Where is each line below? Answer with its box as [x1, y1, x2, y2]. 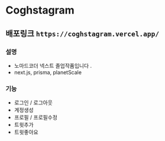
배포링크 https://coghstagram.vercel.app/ [5, 28, 160, 38]
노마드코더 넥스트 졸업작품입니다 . [14, 62, 92, 69]
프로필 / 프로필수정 [14, 114, 57, 121]
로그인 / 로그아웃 [14, 99, 53, 106]
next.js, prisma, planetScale [14, 68, 82, 76]
